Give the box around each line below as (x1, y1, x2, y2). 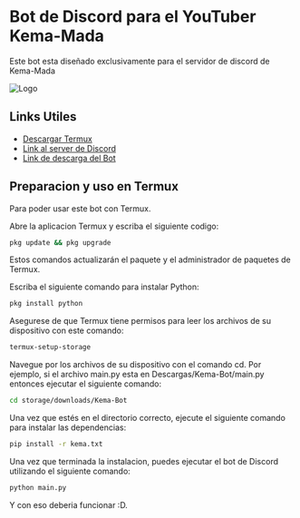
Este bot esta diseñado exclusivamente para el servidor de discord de (9, 55, 270, 66)
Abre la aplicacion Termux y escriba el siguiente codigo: (9, 220, 219, 231)
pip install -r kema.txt (9, 440, 103, 449)
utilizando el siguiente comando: (9, 465, 131, 476)
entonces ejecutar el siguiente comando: (9, 378, 162, 389)
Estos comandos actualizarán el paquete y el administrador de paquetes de (9, 254, 292, 265)
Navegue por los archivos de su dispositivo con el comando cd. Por (9, 359, 262, 370)
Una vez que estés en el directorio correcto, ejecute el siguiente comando (9, 413, 285, 424)
